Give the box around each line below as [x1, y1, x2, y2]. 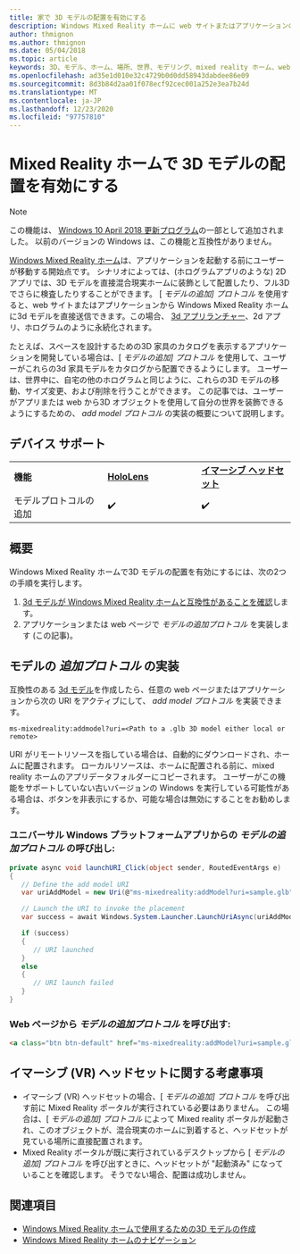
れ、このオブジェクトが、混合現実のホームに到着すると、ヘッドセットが [21, 1124, 288, 1135]
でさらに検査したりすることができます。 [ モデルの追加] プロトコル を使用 [9, 288, 281, 299]
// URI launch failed [32, 979, 114, 988]
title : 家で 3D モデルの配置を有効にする [9, 13, 147, 22]
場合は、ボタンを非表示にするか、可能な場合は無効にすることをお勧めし [16, 793, 283, 804]
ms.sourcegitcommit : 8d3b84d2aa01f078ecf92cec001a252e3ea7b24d [9, 79, 250, 88]
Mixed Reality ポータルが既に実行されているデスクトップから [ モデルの [21, 1147, 285, 1158]
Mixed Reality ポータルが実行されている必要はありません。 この [47, 1102, 282, 1113]
